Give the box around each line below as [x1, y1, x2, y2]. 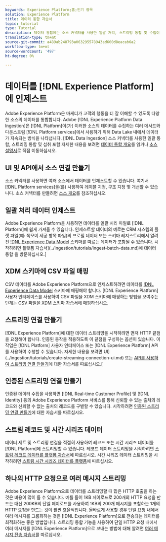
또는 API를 [124, 354, 145, 360]
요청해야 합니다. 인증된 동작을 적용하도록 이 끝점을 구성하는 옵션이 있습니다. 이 [10, 336, 161, 342]
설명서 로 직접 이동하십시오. [5, 147, 57, 154]
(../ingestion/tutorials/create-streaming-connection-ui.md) [5, 354, 124, 360]
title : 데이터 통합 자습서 [5, 16, 52, 21]
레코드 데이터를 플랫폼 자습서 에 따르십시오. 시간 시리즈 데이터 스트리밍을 [14, 452, 153, 458]
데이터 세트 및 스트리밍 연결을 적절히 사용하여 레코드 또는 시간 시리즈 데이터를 [5, 440, 154, 446]
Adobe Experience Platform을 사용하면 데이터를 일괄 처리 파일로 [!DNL [5, 220, 144, 226]
